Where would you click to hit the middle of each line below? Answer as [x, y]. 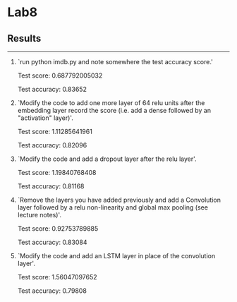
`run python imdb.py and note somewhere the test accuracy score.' [115, 62]
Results [24, 38]
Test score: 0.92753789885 [58, 229]
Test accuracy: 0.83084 [52, 242]
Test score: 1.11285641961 [55, 132]
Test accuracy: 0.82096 [52, 145]
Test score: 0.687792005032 [60, 75]
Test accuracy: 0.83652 [52, 89]
